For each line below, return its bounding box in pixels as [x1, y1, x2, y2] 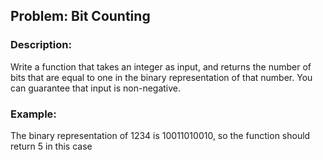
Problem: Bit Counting [10, 8, 151, 25]
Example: [10, 107, 57, 121]
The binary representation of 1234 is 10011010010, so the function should [10, 129, 311, 141]
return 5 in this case [10, 140, 93, 152]
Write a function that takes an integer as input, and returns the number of [10, 60, 312, 73]
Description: [10, 38, 72, 52]
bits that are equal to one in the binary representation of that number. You [10, 71, 313, 83]
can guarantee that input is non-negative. [10, 82, 182, 94]
